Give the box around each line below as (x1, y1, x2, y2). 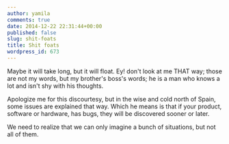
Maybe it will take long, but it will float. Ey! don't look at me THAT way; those (7, 67, 222, 75)
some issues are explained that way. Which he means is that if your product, (7, 102, 222, 110)
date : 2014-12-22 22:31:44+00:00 (7, 23, 103, 29)
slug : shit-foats (7, 36, 57, 43)
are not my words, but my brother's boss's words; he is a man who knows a (7, 74, 220, 82)
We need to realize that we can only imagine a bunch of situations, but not (7, 123, 216, 131)
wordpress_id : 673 (7, 49, 59, 56)
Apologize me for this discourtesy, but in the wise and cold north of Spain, (7, 95, 216, 103)
